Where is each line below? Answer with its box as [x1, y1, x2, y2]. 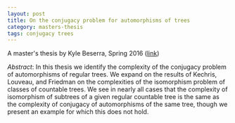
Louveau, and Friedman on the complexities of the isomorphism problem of [7, 78, 226, 86]
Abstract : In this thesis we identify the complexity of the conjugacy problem [7, 63, 227, 71]
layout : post [7, 10, 46, 18]
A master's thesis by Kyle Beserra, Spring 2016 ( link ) [7, 49, 160, 58]
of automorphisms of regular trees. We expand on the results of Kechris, [7, 70, 217, 79]
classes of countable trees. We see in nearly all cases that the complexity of [7, 85, 228, 93]
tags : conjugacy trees [7, 30, 74, 37]
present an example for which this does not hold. [7, 108, 149, 116]
